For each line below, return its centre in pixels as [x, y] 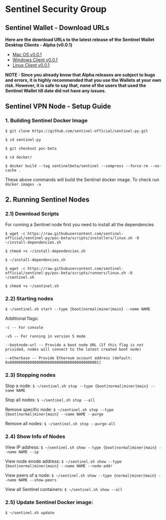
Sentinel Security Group [56, 9]
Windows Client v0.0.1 [35, 60]
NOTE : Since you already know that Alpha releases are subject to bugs [80, 75]
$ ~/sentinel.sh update [30, 513]
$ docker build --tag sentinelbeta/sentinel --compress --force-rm [77, 166]
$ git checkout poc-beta [31, 148]
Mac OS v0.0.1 [27, 54]
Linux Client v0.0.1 [31, 65]
